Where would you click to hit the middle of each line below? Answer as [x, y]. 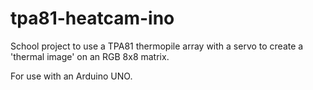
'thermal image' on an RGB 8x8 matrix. [90, 56]
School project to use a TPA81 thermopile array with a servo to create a [157, 46]
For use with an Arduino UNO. [71, 76]
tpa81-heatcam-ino [92, 18]
